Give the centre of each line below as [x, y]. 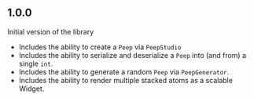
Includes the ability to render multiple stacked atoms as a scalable [126, 80]
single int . [36, 63]
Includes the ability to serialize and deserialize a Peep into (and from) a [133, 55]
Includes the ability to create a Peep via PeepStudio [100, 47]
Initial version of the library [51, 31]
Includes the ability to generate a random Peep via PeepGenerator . [124, 72]
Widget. [31, 88]
